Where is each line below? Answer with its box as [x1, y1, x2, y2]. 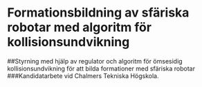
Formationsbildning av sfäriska [7, 5, 190, 21]
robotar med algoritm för [7, 19, 152, 35]
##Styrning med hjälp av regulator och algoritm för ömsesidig [7, 57, 183, 65]
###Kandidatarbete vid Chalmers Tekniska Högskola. [7, 71, 159, 80]
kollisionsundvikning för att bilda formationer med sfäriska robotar [7, 64, 196, 72]
